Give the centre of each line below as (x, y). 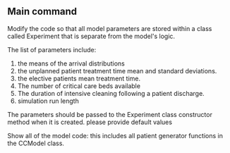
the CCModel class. (36, 143)
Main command (42, 12)
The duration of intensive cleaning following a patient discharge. (111, 93)
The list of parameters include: (52, 49)
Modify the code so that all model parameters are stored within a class (110, 28)
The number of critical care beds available (79, 86)
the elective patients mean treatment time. (79, 78)
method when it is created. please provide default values (90, 122)
